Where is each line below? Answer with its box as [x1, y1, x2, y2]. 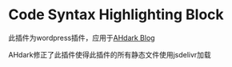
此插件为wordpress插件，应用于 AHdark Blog [8, 33, 155, 42]
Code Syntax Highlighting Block [8, 6, 224, 24]
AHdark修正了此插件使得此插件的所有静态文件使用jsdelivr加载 [8, 49, 212, 59]
